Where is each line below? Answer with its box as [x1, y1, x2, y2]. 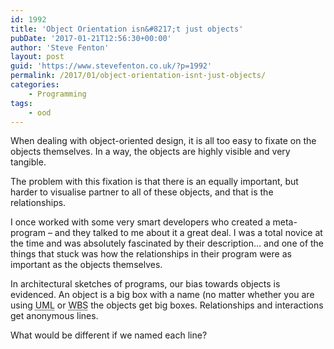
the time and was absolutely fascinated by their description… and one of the [10, 237, 325, 250]
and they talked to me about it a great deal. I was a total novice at [54, 227, 323, 239]
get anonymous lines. [10, 310, 99, 322]
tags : [10, 98, 33, 108]
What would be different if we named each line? [10, 329, 208, 341]
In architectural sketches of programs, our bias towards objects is [10, 278, 281, 290]
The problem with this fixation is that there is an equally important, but [10, 176, 299, 188]
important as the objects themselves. [10, 259, 163, 271]
